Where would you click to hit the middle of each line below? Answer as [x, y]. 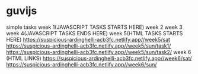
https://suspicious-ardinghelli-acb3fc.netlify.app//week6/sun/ [82, 64]
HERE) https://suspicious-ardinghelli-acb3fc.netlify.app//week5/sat [88, 39]
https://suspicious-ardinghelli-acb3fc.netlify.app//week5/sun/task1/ [89, 46]
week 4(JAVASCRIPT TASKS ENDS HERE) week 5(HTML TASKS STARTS [95, 33]
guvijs [22, 11]
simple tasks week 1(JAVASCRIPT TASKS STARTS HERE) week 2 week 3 [94, 27]
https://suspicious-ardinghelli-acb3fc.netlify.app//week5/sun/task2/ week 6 [99, 52]
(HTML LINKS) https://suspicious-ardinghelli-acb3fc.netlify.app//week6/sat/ [99, 58]
